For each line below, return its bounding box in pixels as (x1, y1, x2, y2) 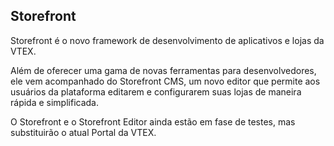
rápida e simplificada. (10, 96, 99, 108)
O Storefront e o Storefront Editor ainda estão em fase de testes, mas (10, 115, 296, 128)
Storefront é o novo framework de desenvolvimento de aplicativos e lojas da (10, 34, 325, 46)
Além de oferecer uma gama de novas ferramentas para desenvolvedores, (10, 64, 317, 76)
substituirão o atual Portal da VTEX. (10, 126, 157, 138)
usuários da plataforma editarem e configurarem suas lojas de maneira (10, 85, 302, 98)
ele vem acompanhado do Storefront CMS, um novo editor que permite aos (10, 75, 321, 87)
